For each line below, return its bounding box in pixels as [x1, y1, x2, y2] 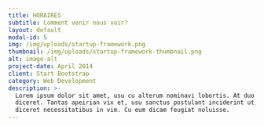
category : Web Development [8, 77, 97, 85]
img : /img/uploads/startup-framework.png [8, 41, 146, 49]
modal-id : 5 [8, 33, 47, 41]
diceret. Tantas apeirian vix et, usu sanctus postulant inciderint [15, 99, 244, 106]
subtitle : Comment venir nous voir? [8, 19, 128, 27]
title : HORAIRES [8, 11, 61, 20]
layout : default [8, 26, 61, 34]
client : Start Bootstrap [8, 70, 90, 77]
